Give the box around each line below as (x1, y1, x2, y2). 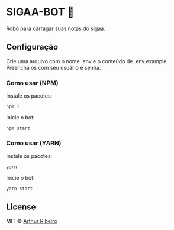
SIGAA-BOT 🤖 (6, 5, 75, 19)
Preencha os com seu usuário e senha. (6, 64, 101, 71)
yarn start (6, 186, 33, 192)
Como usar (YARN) (6, 139, 62, 147)
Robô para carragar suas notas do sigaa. (6, 25, 105, 32)
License (6, 202, 36, 212)
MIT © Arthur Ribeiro (6, 218, 57, 225)
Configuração (6, 42, 59, 52)
